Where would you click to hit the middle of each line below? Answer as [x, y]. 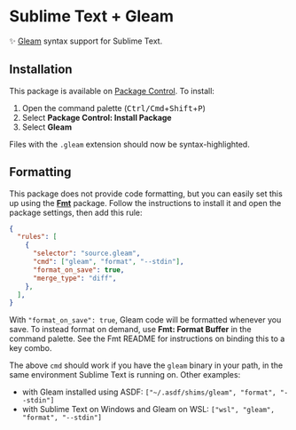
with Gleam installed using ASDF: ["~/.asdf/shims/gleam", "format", [149, 392]
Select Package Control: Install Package [97, 117]
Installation [41, 70]
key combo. [31, 348]
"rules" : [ [37, 237]
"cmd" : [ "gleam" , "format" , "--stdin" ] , [108, 262]
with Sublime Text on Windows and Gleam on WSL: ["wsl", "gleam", [148, 410]
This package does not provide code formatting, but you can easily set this [146, 194]
